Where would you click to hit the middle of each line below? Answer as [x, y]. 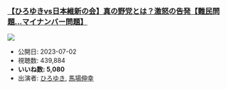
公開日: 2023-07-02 [47, 52]
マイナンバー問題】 [54, 21]
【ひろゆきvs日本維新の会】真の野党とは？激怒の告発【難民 [110, 11]
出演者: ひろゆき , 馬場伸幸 [56, 78]
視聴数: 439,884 [41, 61]
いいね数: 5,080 [41, 69]
